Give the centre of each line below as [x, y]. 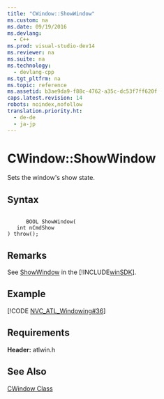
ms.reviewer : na [31, 53]
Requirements [38, 333]
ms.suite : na [26, 59]
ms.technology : [29, 66]
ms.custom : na [28, 20]
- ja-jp [25, 124]
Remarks [27, 255]
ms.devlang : [24, 33]
